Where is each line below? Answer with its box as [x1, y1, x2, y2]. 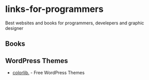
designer [5, 25, 23, 31]
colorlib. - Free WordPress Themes [12, 70, 85, 76]
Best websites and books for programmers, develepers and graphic [5, 20, 144, 26]
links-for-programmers [5, 3, 104, 15]
